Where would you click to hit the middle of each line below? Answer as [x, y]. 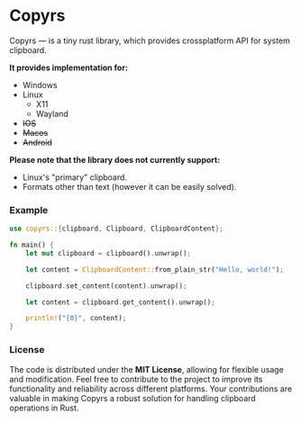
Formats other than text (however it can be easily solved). [129, 186]
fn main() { [32, 245]
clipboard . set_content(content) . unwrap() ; [106, 286]
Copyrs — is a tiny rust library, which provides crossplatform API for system [150, 40]
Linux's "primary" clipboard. [75, 177]
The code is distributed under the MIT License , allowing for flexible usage [146, 369]
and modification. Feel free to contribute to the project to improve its [136, 379]
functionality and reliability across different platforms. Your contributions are [151, 389]
